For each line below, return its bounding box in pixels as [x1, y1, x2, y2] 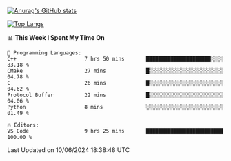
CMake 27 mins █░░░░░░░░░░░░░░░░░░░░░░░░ [7, 67, 224, 74]
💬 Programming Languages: [7, 50, 81, 56]
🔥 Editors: [7, 122, 39, 129]
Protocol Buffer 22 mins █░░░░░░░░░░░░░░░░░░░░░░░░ [7, 92, 224, 98]
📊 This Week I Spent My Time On [7, 34, 105, 41]
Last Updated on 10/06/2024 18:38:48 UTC [7, 146, 130, 154]
